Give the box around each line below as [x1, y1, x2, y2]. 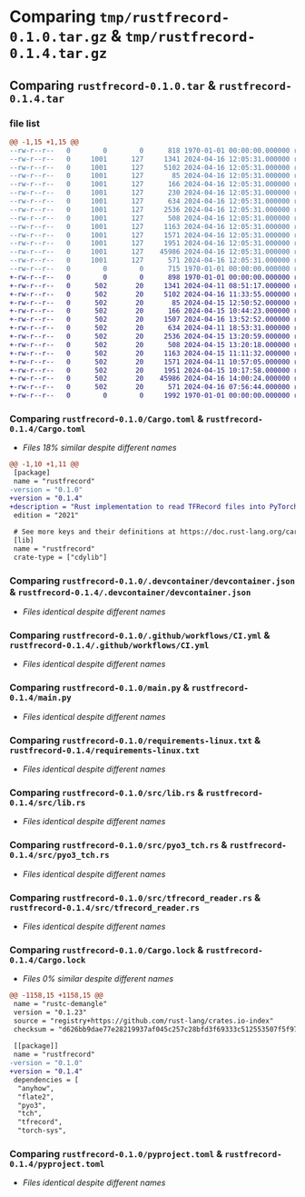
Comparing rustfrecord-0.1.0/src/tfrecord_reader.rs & [9, 891, 261, 903]
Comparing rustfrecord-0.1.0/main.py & [9, 682, 190, 694]
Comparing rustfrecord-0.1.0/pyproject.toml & [9, 1147, 223, 1160]
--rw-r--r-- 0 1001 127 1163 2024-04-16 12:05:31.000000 [9, 222, 290, 231]
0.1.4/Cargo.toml [9, 424, 86, 434]
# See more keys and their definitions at [13, 527, 177, 537]
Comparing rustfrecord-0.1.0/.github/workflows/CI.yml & [9, 629, 271, 642]
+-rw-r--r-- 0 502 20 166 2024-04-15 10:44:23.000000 [9, 306, 290, 315]
